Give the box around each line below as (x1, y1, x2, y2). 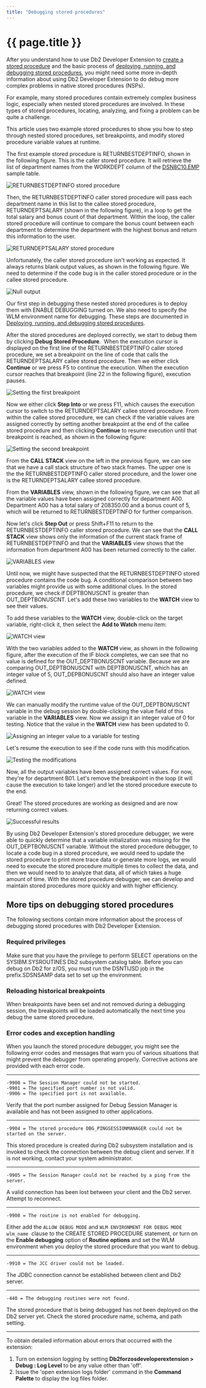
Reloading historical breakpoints (6, 986, 105, 995)
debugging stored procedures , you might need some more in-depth (6, 69, 178, 76)
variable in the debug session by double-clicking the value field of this (6, 707, 184, 715)
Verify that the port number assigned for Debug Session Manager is (6, 1101, 178, 1109)
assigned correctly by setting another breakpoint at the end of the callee (6, 420, 189, 427)
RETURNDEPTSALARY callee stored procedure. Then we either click (6, 357, 179, 364)
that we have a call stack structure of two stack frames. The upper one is (6, 463, 191, 471)
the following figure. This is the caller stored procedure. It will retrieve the (6, 156, 192, 164)
